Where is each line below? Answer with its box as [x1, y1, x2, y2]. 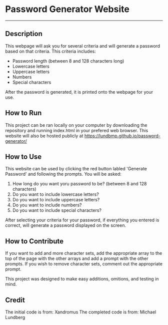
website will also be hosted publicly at [5, 133, 83, 139]
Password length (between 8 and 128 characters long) [12, 58, 124, 64]
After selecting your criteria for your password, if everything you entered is [5, 217, 159, 223]
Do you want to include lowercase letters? [12, 191, 99, 197]
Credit [5, 295, 25, 304]
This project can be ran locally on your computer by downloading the [5, 122, 147, 128]
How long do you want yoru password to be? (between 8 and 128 [12, 181, 147, 187]
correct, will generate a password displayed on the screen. [5, 222, 126, 228]
